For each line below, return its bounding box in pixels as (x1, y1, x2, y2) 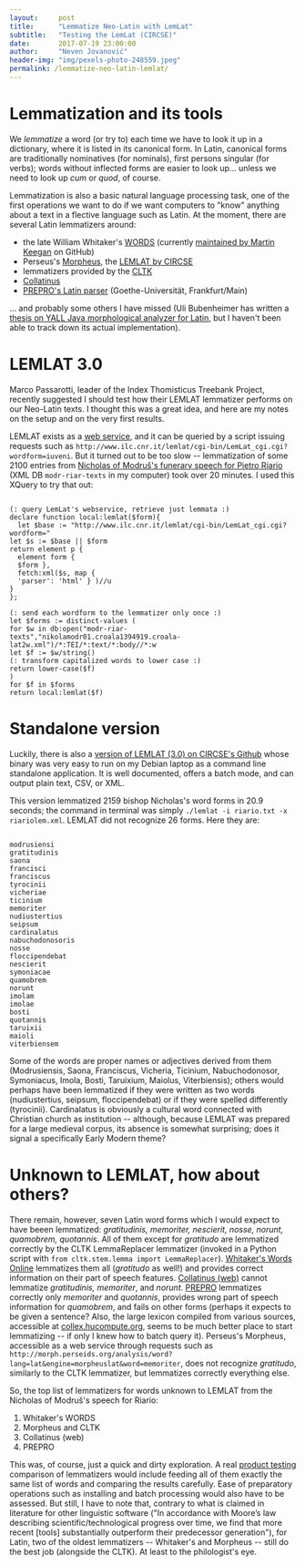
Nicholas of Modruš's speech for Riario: (9, 1395, 159, 1406)
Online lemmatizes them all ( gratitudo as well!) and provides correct (9, 1263, 264, 1274)
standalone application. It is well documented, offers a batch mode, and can (9, 767, 294, 779)
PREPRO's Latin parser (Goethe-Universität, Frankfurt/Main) (22, 284, 249, 296)
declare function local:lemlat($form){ (9, 512, 161, 522)
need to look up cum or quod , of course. (9, 172, 161, 183)
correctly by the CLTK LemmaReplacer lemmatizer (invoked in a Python (9, 1243, 278, 1254)
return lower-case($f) (9, 664, 96, 673)
